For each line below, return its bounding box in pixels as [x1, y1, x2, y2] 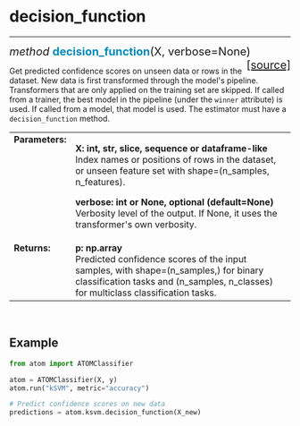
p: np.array [75, 242, 123, 254]
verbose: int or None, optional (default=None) [75, 195, 274, 208]
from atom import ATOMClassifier [9, 359, 134, 368]
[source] [246, 57, 291, 72]
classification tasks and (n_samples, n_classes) [75, 275, 274, 287]
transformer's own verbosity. [75, 217, 197, 230]
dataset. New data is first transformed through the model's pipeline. [9, 74, 259, 86]
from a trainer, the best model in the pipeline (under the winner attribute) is [9, 94, 283, 105]
